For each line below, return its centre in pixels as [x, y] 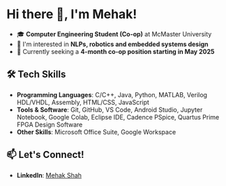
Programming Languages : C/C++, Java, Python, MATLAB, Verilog [112, 94]
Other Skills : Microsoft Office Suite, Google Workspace [96, 131]
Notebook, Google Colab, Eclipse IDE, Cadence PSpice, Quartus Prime [118, 117]
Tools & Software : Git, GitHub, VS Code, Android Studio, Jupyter [110, 109]
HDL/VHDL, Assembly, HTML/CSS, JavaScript [83, 102]
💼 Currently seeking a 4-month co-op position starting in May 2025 [115, 51]
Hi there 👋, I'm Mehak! [72, 14]
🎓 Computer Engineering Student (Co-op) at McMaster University [114, 34]
